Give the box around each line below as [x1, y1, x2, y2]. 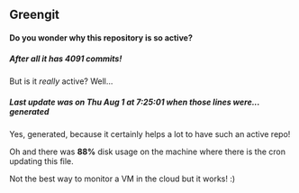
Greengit [9, 7, 60, 23]
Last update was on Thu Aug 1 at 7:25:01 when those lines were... [9, 96, 260, 107]
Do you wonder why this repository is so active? [9, 32, 194, 43]
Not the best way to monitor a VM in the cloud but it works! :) [9, 173, 236, 184]
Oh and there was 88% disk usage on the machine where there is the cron [9, 146, 286, 157]
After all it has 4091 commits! [9, 53, 122, 64]
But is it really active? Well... [9, 76, 113, 87]
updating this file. [9, 155, 74, 166]
